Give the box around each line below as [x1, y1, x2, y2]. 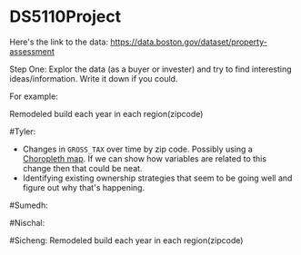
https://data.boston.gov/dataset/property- [110, 36, 268, 47]
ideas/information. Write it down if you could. [9, 73, 178, 83]
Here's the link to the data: [9, 36, 109, 47]
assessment [9, 45, 55, 56]
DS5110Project [9, 6, 122, 27]
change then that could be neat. [22, 162, 143, 173]
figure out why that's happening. [22, 181, 145, 192]
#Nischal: [9, 217, 45, 228]
